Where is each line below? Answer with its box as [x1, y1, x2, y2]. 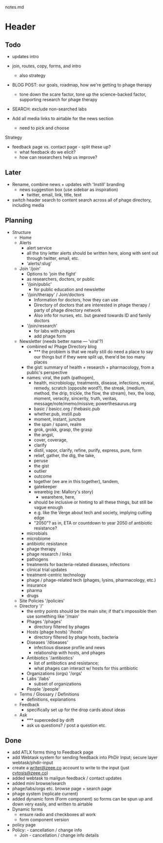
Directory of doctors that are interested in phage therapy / [34, 302, 150, 308]
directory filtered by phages [34, 624, 90, 630]
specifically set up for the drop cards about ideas [26, 707, 126, 713]
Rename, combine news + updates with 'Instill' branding [12, 181, 125, 187]
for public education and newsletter [34, 286, 106, 292]
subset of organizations [34, 681, 82, 687]
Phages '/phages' [26, 618, 62, 624]
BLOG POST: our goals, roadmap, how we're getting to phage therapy [12, 82, 152, 87]
